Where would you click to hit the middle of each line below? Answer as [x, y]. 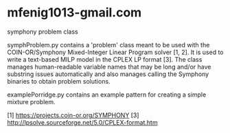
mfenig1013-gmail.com [74, 13]
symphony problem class [43, 32]
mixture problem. [31, 101]
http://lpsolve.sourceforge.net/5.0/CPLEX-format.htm [82, 122]
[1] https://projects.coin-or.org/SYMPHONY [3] [73, 115]
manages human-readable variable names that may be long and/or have [109, 66]
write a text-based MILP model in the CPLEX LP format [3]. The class [105, 59]
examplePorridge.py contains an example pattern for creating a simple [107, 95]
